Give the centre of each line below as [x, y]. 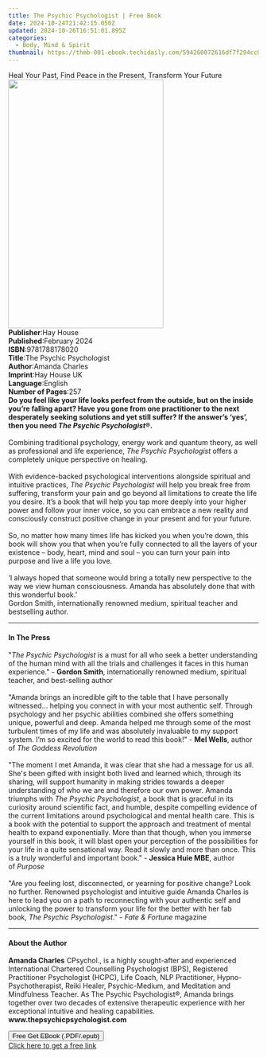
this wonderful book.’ [43, 595]
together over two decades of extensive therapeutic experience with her [127, 1003]
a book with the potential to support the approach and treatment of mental [130, 824]
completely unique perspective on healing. [78, 459]
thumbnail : [26, 53]
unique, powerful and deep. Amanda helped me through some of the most [130, 723]
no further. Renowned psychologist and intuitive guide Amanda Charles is [128, 892]
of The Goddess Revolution [53, 748]
